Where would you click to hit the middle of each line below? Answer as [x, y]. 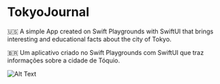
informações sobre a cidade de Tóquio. [64, 60]
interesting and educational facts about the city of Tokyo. [89, 39]
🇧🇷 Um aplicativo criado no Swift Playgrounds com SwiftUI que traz [105, 52]
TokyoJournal [48, 12]
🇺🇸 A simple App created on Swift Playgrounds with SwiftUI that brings [110, 31]
